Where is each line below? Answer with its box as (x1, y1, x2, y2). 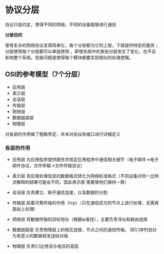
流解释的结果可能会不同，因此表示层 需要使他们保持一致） (12, 179, 129, 185)
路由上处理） (12, 206, 38, 212)
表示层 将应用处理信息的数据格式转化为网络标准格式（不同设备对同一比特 (12, 173, 159, 179)
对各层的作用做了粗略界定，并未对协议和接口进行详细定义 (5, 131, 121, 137)
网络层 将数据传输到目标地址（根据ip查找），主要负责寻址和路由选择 (12, 216, 148, 222)
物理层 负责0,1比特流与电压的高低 (12, 243, 79, 249)
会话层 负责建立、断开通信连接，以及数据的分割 (12, 190, 108, 195)
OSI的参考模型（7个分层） (5, 70, 84, 79)
